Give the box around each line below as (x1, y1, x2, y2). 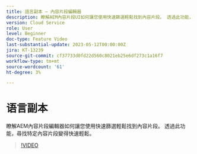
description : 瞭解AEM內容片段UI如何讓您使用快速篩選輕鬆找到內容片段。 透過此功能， (6, 14, 194, 20)
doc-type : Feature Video (6, 36, 68, 42)
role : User (6, 25, 33, 31)
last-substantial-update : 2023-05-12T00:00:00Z (6, 42, 126, 48)
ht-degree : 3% (6, 69, 42, 75)
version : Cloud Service (6, 20, 65, 25)
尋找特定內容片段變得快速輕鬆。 (16, 130, 95, 137)
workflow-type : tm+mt (6, 58, 60, 64)
